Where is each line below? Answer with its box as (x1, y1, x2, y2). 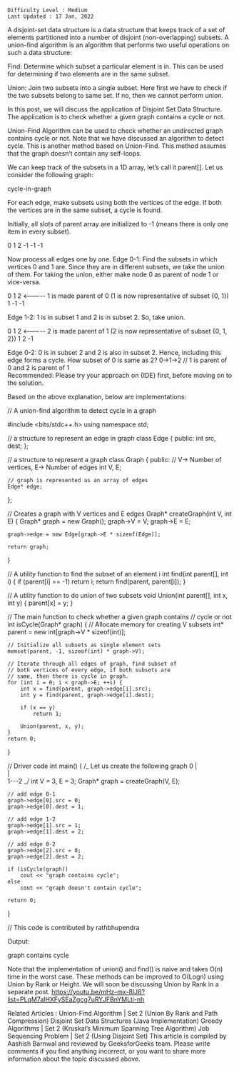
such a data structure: (7, 49, 73, 56)
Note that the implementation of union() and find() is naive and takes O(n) (7, 965, 223, 973)
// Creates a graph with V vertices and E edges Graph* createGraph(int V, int (7, 509, 232, 518)
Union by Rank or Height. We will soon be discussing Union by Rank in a (7, 980, 219, 989)
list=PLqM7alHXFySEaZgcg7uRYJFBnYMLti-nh (7, 995, 145, 1004)
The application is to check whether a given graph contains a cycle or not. (7, 113, 225, 121)
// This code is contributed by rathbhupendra (7, 924, 140, 931)
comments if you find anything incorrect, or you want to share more (7, 1047, 206, 1055)
